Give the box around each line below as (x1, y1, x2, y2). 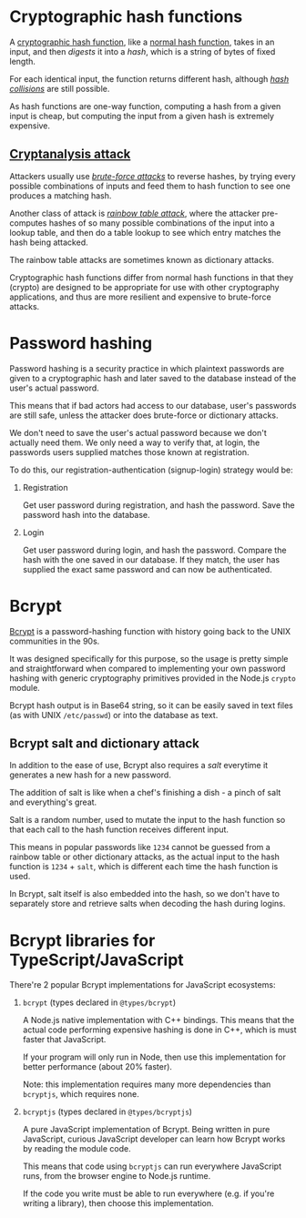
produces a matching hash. (9, 189, 112, 201)
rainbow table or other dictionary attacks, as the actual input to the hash (9, 851, 280, 862)
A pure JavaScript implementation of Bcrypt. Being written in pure (22, 1124, 270, 1135)
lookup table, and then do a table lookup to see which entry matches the (9, 227, 281, 238)
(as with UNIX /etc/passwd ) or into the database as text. (9, 709, 219, 720)
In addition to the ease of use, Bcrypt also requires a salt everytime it (9, 760, 269, 771)
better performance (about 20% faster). (22, 1061, 173, 1072)
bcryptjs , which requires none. (22, 1089, 139, 1100)
